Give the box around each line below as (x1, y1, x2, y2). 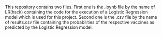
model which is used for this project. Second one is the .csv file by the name (5, 14, 157, 20)
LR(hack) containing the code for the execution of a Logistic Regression (5, 9, 148, 15)
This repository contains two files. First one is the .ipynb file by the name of (5, 4, 155, 10)
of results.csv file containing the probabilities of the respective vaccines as (5, 19, 155, 25)
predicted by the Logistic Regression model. (5, 24, 93, 30)
